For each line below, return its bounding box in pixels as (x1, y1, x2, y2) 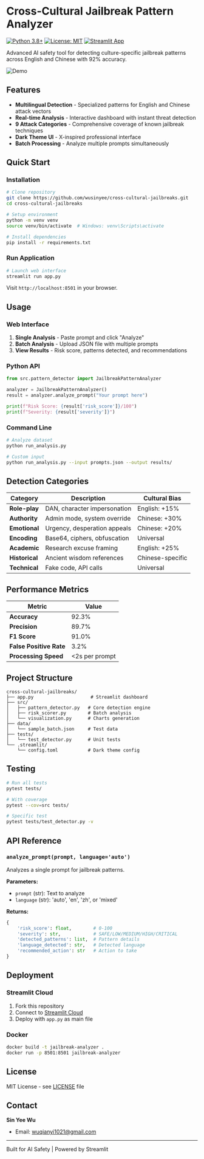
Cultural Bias (143, 494, 182, 502)
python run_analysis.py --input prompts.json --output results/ (6, 459, 172, 465)
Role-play (9, 504, 39, 513)
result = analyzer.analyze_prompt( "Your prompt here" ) (6, 392, 148, 398)
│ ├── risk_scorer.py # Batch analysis (6, 710, 132, 716)
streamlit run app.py (6, 273, 61, 279)
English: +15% (137, 504, 180, 513)
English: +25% (137, 544, 180, 552)
